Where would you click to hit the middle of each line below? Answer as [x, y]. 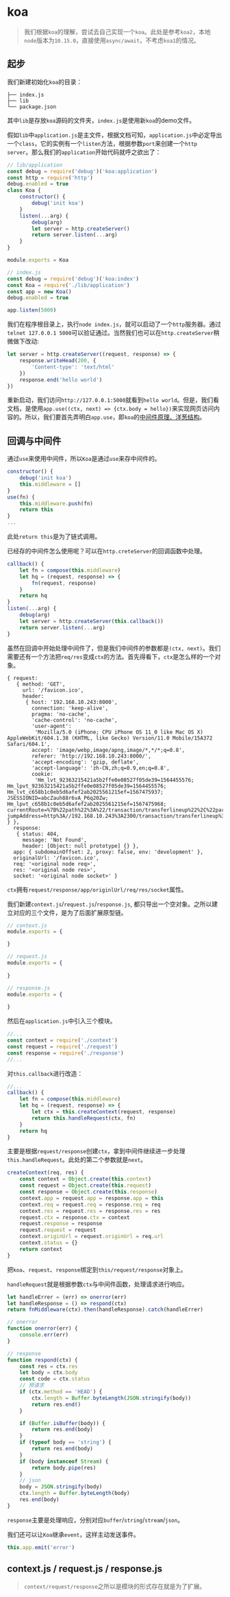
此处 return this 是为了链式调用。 [54, 537]
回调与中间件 [34, 441]
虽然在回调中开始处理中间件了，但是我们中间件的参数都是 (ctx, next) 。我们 [114, 648]
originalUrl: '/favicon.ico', [56, 858]
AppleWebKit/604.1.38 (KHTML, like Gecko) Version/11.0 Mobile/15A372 [110, 738]
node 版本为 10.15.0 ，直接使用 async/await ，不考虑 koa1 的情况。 [112, 40]
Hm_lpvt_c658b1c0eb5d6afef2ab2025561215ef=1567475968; [87, 804]
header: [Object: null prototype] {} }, [80, 846]
